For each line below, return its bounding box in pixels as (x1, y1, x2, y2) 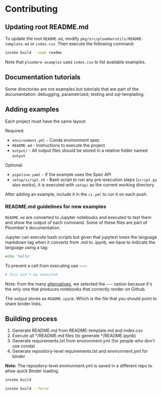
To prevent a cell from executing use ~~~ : (5, 263, 88, 269)
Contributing (5, 3, 58, 15)
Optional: (5, 162, 23, 168)
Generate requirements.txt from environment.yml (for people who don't (12, 338, 155, 344)
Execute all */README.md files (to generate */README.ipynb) (12, 333, 136, 339)
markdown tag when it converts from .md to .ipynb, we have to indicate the (5, 239, 156, 245)
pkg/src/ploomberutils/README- (80, 36, 144, 41)
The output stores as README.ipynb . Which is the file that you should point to (5, 295, 157, 301)
